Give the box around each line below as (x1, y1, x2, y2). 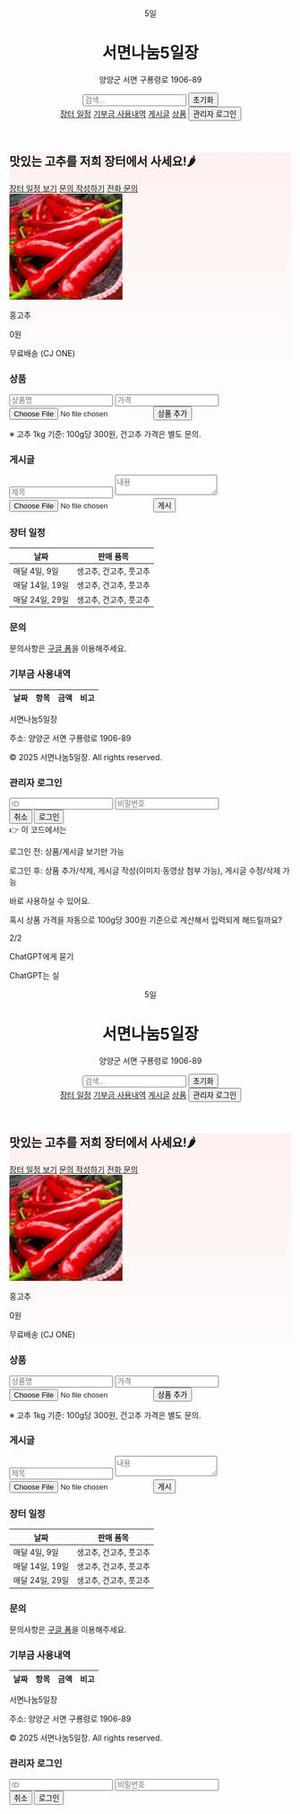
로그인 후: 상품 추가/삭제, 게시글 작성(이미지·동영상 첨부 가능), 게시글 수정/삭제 (9, 864, 281, 876)
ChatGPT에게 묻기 (9, 951, 74, 961)
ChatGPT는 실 (9, 969, 60, 980)
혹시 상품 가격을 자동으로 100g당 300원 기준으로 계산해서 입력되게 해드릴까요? (9, 914, 283, 925)
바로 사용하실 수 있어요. (9, 895, 91, 906)
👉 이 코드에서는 (9, 824, 67, 835)
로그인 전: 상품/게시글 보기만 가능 (9, 846, 125, 856)
